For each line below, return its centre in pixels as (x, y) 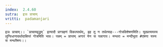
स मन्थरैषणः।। (16, 41)
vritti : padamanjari (27, 19)
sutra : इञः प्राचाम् (21, 14)
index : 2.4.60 (21, 10)
